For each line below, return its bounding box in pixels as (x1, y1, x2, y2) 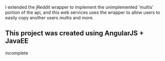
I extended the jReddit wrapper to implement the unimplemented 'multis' (5, 4, 154, 10)
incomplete (5, 50, 28, 56)
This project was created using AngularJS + (5, 29, 144, 38)
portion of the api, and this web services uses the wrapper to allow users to (5, 9, 161, 15)
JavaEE (5, 37, 29, 45)
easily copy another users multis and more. (5, 15, 94, 20)
